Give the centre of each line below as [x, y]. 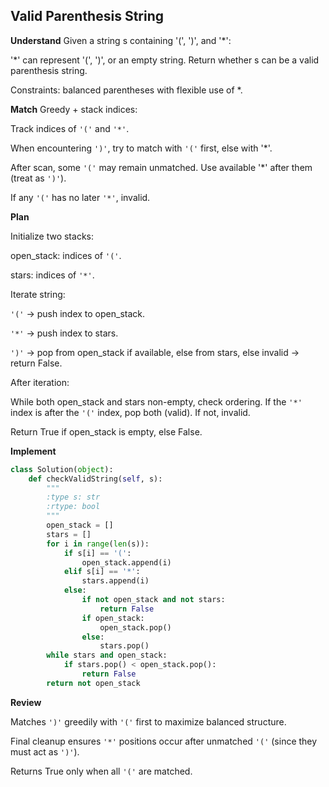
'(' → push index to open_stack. [78, 313]
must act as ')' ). [45, 751]
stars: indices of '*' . [52, 275]
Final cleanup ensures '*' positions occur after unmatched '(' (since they [164, 741]
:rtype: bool [73, 507]
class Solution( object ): [62, 469]
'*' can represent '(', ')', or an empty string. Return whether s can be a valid [165, 60]
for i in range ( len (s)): [98, 544]
